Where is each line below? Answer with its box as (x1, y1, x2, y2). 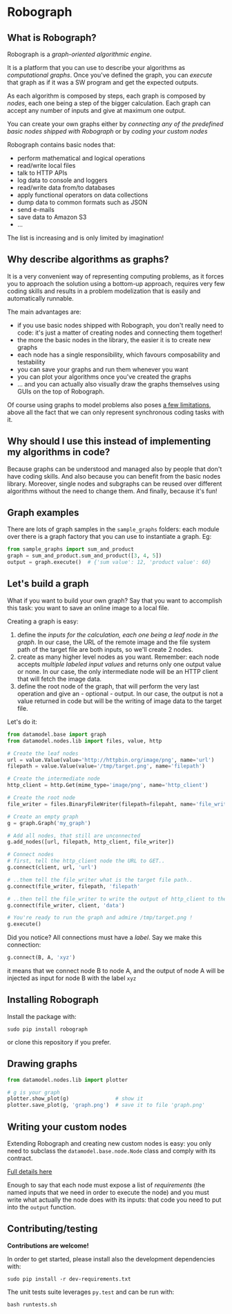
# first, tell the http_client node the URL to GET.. (7, 858, 166, 864)
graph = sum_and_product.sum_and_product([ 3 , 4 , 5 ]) (7, 552, 162, 560)
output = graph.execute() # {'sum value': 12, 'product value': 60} (7, 559, 212, 566)
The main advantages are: (7, 308, 81, 316)
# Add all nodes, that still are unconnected (7, 832, 140, 839)
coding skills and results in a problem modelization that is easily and (7, 287, 201, 295)
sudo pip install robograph (7, 1026, 88, 1033)
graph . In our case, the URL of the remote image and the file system (17, 638, 211, 646)
